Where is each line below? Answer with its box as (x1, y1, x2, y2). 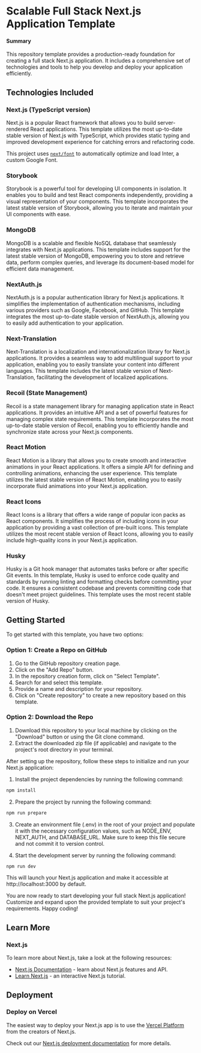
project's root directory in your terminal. (14, 746, 114, 753)
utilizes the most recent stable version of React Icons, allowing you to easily (6, 530, 194, 537)
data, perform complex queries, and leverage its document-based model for (6, 258, 194, 266)
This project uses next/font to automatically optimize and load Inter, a (6, 150, 179, 157)
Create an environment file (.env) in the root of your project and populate (14, 820, 195, 828)
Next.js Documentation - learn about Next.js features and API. (14, 966, 168, 973)
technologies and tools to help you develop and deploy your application (6, 63, 183, 70)
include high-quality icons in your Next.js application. (6, 537, 138, 544)
